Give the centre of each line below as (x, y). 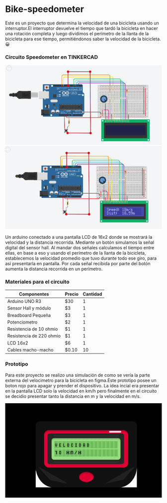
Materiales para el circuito (37, 282)
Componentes (34, 294)
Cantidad (92, 294)
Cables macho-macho (30, 349)
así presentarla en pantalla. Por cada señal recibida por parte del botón (78, 264)
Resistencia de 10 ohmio (33, 329)
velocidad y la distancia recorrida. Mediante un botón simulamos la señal (80, 242)
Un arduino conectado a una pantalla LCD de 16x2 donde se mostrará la (79, 237)
